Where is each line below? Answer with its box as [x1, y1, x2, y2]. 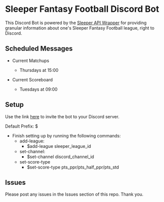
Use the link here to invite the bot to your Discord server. [5, 113, 119, 119]
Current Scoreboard [12, 76, 53, 82]
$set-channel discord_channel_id [27, 154, 94, 160]
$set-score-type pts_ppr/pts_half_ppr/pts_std [27, 164, 119, 170]
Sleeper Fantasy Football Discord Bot [5, 3, 160, 15]
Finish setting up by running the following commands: [12, 133, 121, 138]
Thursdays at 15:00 [19, 67, 59, 73]
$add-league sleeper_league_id [27, 143, 91, 149]
